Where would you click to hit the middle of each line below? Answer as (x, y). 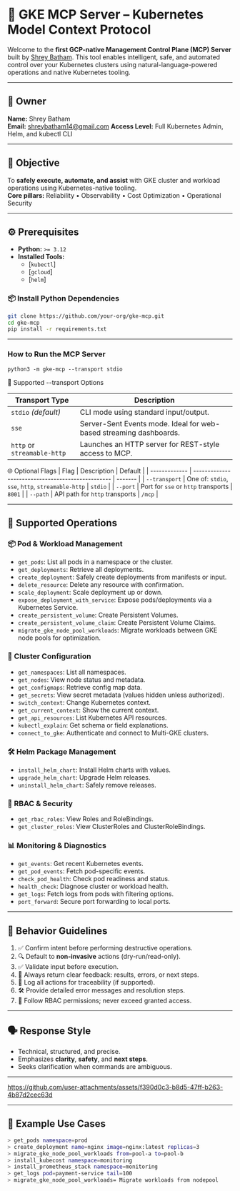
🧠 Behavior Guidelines (57, 931)
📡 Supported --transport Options (56, 382)
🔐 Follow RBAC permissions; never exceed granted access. (105, 1001)
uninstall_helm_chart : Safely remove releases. (87, 785)
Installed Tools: (41, 257)
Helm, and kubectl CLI (40, 134)
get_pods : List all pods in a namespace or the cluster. (95, 562)
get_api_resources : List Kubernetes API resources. (92, 718)
